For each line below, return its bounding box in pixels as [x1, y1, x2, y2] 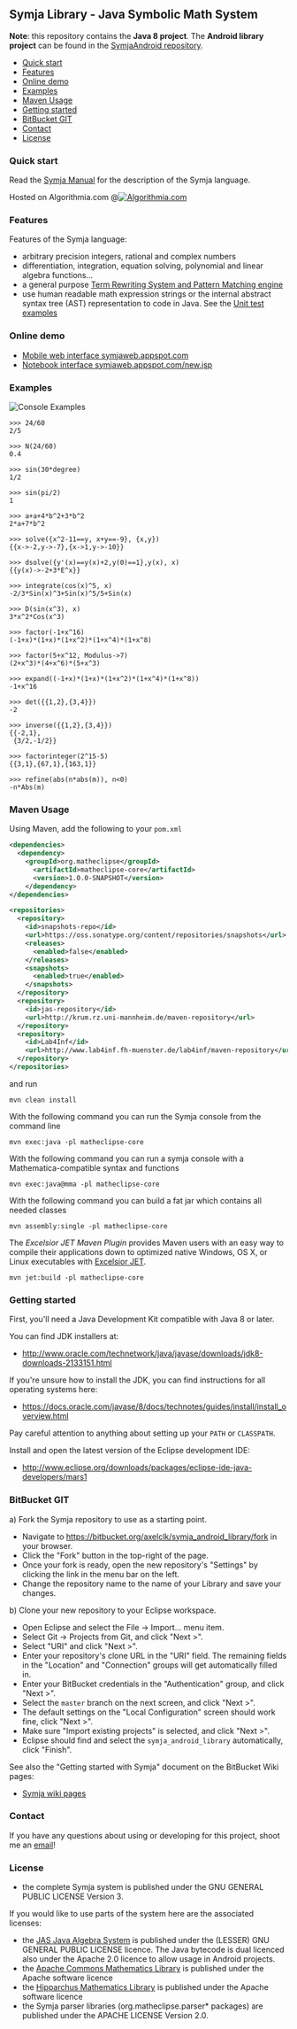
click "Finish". [21, 1744, 72, 1754]
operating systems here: [9, 1384, 98, 1395]
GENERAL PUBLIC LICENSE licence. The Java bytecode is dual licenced [21, 1944, 285, 1955]
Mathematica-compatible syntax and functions [9, 1162, 179, 1173]
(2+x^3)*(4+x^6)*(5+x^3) [9, 659, 101, 668]
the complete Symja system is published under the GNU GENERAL [21, 1882, 264, 1893]
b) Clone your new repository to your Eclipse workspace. [9, 1605, 217, 1615]
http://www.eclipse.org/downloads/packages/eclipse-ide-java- [21, 1462, 253, 1473]
